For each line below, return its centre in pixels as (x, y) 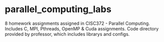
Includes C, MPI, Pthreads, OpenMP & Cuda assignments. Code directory (82, 28)
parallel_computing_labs (58, 9)
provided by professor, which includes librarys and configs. (67, 34)
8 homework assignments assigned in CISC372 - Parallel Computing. (77, 23)
